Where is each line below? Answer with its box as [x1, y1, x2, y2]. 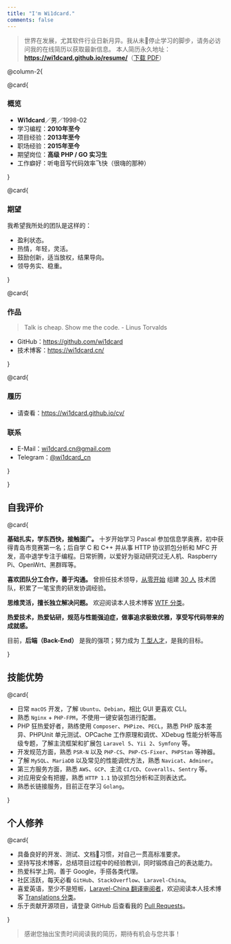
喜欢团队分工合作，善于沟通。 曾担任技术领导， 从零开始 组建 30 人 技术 [7, 575, 210, 583]
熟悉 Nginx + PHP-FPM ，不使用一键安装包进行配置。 [16, 713, 160, 721]
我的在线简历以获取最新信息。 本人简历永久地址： [30, 45, 170, 53]
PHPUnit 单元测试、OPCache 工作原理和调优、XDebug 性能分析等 [29, 730, 217, 738]
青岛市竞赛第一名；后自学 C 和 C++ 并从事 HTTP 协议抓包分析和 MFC [12, 543, 210, 551]
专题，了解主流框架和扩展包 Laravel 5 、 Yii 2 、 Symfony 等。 [23, 739, 195, 747]
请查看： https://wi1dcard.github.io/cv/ [16, 409, 125, 417]
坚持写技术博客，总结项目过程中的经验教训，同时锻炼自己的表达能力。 [16, 859, 217, 867]
